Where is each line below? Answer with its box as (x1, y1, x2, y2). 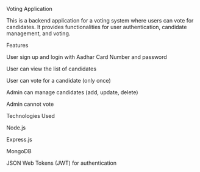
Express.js (6, 136, 32, 143)
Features (6, 42, 29, 49)
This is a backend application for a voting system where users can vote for (6, 17, 194, 24)
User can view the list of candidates (6, 65, 96, 72)
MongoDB (6, 148, 32, 154)
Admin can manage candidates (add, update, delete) (6, 89, 138, 96)
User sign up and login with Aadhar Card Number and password (6, 53, 168, 60)
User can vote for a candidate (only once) (6, 77, 111, 84)
